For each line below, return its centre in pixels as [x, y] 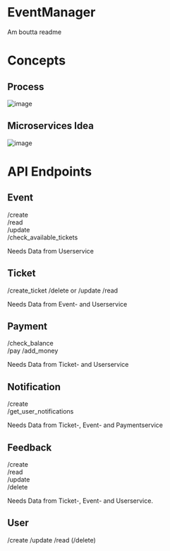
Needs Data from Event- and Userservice [67, 304]
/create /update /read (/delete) [52, 540]
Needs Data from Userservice [50, 251]
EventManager [51, 12]
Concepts [36, 61]
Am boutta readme [35, 32]
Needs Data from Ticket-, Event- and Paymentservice [85, 425]
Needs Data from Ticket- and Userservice [68, 365]
